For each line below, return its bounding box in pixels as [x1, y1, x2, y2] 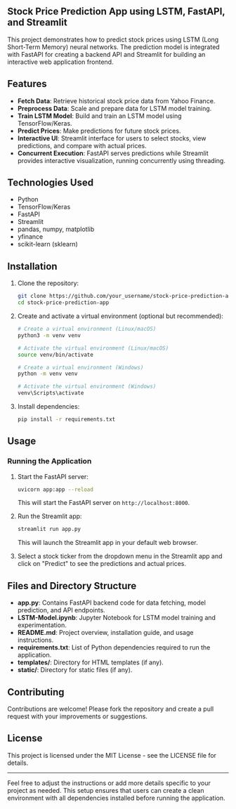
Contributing [7, 686, 65, 698]
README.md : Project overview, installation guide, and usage [17, 629, 194, 637]
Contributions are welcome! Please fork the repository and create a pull [7, 704, 214, 713]
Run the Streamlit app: [17, 512, 82, 520]
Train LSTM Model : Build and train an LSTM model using [17, 112, 182, 120]
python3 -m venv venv [17, 331, 81, 339]
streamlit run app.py [17, 526, 81, 533]
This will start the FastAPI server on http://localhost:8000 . [17, 499, 190, 507]
